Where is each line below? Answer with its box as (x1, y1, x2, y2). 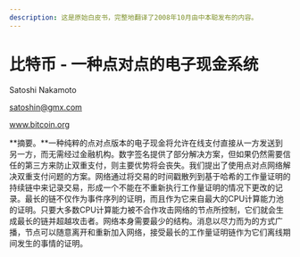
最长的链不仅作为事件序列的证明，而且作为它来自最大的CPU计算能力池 (24, 193, 284, 203)
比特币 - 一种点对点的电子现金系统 (9, 54, 259, 74)
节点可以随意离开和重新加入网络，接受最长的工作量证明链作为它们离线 (24, 227, 283, 237)
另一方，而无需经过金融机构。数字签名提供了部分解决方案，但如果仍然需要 (9, 148, 283, 159)
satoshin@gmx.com (9, 102, 83, 112)
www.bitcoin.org (9, 119, 70, 129)
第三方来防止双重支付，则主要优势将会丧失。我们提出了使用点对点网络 (24, 160, 283, 170)
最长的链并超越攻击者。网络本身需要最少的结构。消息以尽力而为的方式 (16, 215, 275, 226)
